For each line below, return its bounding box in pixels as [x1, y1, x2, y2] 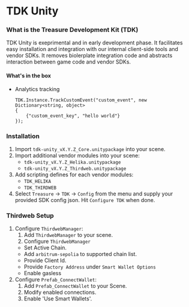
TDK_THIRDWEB [23, 185, 57, 191]
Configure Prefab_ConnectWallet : [14, 276, 97, 283]
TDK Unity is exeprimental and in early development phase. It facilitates [6, 39, 183, 46]
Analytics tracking [14, 85, 60, 92]
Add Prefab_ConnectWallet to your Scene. [23, 282, 127, 290]
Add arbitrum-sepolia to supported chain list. [23, 251, 137, 258]
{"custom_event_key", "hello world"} [26, 113, 120, 119]
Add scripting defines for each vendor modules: [14, 171, 134, 178]
